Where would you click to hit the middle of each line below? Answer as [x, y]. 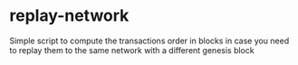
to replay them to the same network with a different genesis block [132, 50]
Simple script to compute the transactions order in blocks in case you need [149, 41]
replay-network [69, 16]
